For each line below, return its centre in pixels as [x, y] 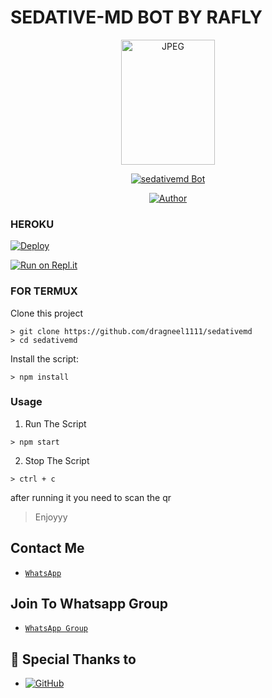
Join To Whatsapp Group [89, 604]
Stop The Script [57, 460]
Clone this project [47, 313]
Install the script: [44, 358]
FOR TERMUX [44, 291]
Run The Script [55, 423]
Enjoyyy [51, 517]
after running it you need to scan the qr [91, 497]
